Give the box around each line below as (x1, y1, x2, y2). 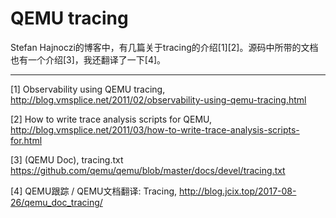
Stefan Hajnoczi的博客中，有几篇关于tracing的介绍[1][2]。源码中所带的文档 (10, 41, 319, 53)
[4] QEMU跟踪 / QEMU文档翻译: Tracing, (10, 185, 178, 197)
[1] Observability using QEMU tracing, (10, 83, 166, 95)
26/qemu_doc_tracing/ (10, 196, 103, 208)
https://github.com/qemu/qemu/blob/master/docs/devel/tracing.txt (10, 164, 286, 176)
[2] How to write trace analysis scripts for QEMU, (10, 113, 213, 125)
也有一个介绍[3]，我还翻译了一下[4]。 (10, 53, 167, 66)
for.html (10, 134, 43, 146)
